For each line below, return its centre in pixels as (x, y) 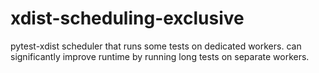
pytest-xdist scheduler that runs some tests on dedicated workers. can (156, 46)
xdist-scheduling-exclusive (127, 18)
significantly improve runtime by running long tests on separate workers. (160, 56)
